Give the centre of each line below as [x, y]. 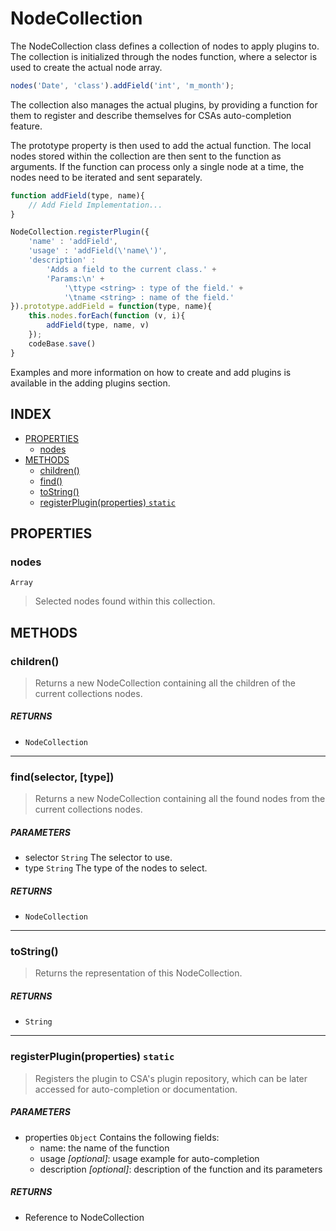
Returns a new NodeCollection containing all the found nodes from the [180, 799]
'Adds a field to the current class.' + [131, 269]
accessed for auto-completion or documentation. [136, 1089]
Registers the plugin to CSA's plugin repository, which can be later [171, 1078]
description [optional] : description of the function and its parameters [181, 1169]
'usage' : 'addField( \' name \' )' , [98, 251]
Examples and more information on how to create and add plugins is [151, 372]
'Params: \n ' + [75, 278]
